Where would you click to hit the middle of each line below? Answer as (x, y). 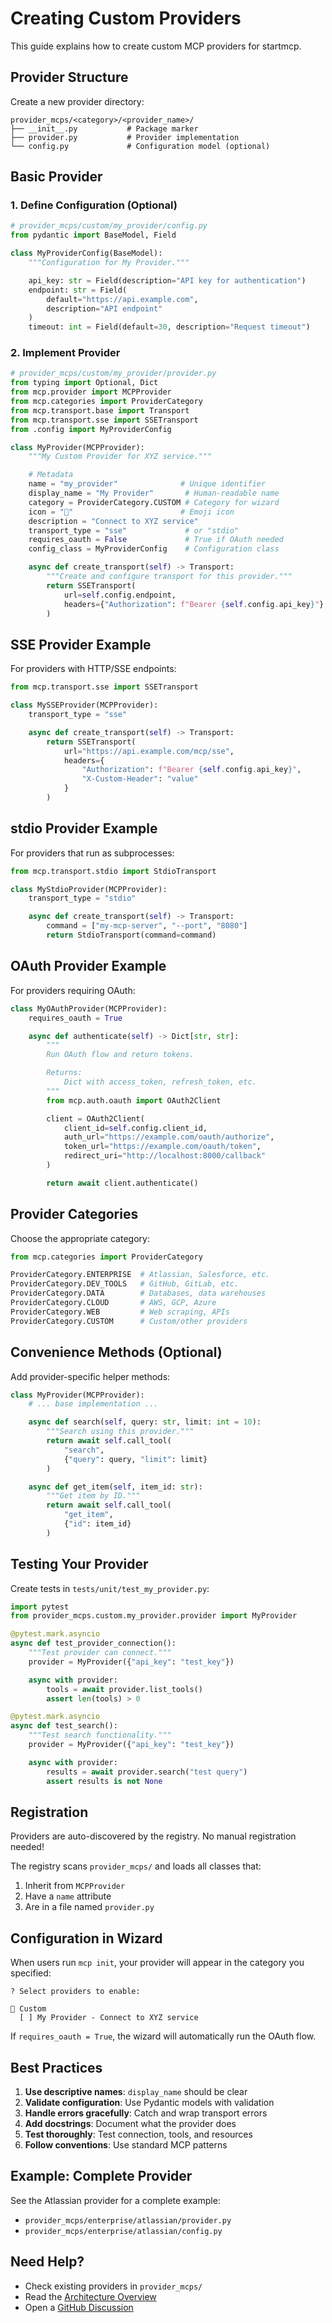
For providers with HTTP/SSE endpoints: (93, 669)
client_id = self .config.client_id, (135, 1128)
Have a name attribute (68, 1896)
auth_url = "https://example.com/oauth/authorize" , (169, 1137)
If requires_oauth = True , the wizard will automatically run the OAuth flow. (163, 2036)
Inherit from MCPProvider (75, 1886)
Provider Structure (69, 77)
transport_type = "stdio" (82, 898)
